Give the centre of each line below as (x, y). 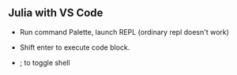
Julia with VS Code (56, 13)
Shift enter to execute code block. (75, 47)
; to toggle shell (45, 62)
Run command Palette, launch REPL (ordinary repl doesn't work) (124, 32)
